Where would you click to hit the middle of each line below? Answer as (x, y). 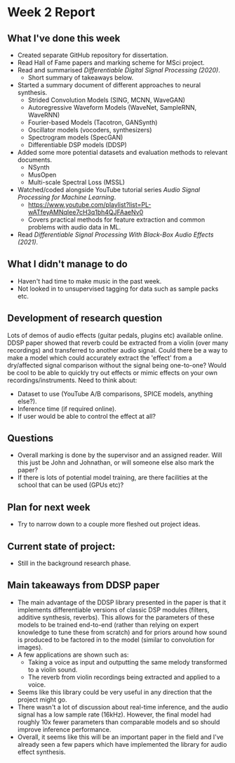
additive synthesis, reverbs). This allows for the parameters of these (116, 617)
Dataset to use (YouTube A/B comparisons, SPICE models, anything (115, 393)
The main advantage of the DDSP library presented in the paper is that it (122, 602)
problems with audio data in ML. (74, 227)
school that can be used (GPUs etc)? (70, 485)
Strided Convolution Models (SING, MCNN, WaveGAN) (107, 100)
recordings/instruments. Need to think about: (72, 380)
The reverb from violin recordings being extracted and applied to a (124, 677)
